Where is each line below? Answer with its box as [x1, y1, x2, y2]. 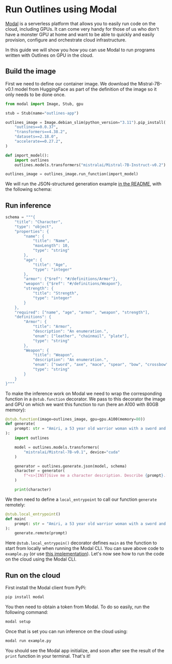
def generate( [5, 421, 36, 427]
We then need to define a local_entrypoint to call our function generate [5, 496, 157, 502]
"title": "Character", [14, 219, 63, 225]
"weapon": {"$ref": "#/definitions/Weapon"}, [24, 281, 123, 286]
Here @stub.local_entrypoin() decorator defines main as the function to [5, 540, 157, 546]
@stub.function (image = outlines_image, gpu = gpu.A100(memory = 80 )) [5, 416, 145, 422]
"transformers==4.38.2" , [14, 129, 68, 135]
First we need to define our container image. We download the [5, 80, 137, 86]
